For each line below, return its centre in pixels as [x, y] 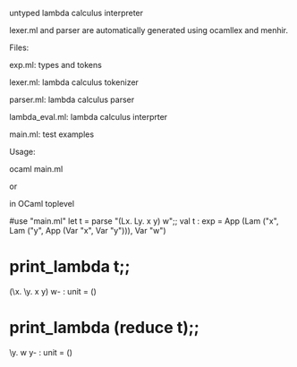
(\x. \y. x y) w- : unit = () [53, 291]
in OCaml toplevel [42, 204]
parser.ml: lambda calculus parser [72, 99]
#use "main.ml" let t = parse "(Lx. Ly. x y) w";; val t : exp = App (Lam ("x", [144, 221]
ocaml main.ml [36, 169]
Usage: [22, 152]
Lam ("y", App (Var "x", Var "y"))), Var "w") [88, 230]
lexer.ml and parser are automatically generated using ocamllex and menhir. [149, 30]
